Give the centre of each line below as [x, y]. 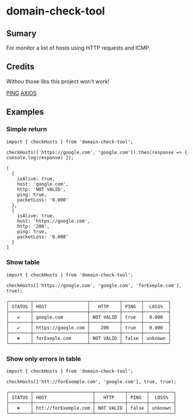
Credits [21, 67]
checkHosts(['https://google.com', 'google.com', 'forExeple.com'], [94, 285]
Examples [25, 112]
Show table [23, 262]
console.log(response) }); [40, 157]
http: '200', [33, 226]
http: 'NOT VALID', [42, 189]
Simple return [27, 129]
